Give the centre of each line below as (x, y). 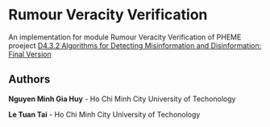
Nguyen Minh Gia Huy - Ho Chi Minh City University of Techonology (122, 99)
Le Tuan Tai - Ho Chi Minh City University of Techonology (104, 114)
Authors (29, 79)
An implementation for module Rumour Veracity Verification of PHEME (125, 37)
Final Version (30, 54)
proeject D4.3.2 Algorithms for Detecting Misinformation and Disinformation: (135, 45)
